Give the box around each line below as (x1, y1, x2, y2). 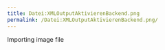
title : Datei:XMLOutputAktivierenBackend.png (7, 10, 140, 17)
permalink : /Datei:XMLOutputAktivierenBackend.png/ (7, 16, 158, 23)
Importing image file (7, 35, 64, 43)
